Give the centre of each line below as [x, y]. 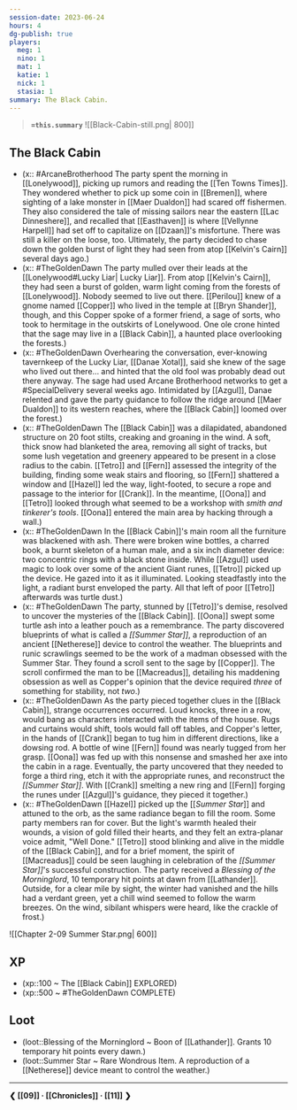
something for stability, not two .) [81, 691]
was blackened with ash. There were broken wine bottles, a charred [145, 541]
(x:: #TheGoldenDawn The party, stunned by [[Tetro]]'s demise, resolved [155, 606]
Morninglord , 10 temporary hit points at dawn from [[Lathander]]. [140, 879]
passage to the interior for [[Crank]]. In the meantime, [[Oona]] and [144, 494]
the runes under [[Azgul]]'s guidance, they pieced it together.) [135, 795]
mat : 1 [29, 67]
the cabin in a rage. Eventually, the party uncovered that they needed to [152, 767]
